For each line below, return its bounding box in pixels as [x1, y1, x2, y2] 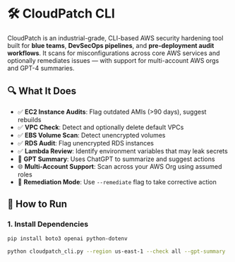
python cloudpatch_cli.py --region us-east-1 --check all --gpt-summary [7, 248, 226, 255]
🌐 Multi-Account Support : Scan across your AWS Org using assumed [17, 162, 222, 170]
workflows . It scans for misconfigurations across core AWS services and [7, 49, 220, 57]
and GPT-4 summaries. [7, 64, 75, 72]
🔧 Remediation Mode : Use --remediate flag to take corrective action [17, 177, 217, 186]
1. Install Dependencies [7, 220, 89, 230]
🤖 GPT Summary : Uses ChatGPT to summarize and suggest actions [17, 155, 215, 163]
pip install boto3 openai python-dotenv [7, 235, 128, 242]
